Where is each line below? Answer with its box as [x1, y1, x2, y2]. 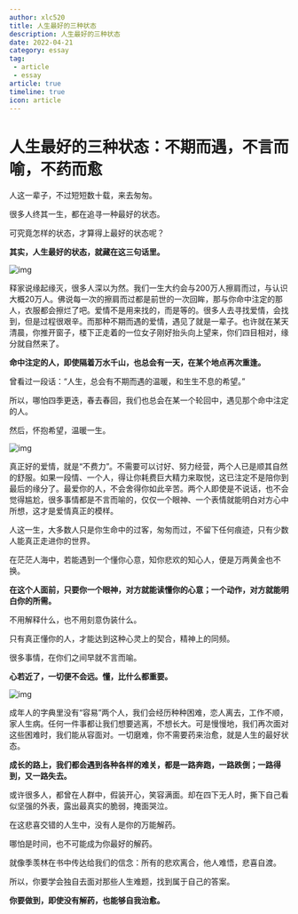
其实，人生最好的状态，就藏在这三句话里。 [9, 246, 165, 258]
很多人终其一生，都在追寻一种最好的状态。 [9, 209, 165, 220]
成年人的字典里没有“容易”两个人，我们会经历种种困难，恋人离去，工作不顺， [9, 708, 288, 718]
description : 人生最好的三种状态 [9, 29, 122, 38]
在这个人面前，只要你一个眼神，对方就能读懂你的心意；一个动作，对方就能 [9, 584, 281, 596]
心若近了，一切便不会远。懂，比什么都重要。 [9, 671, 173, 682]
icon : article [9, 95, 62, 105]
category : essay [9, 46, 69, 55]
